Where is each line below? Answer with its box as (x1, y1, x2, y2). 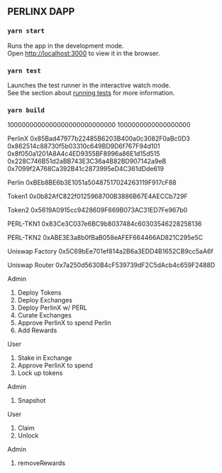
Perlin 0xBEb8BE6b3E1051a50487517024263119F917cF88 (7, 178, 177, 187)
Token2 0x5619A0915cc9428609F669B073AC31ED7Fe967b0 (7, 206, 188, 214)
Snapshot (17, 396, 46, 405)
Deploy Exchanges (17, 296, 73, 305)
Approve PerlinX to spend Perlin (17, 319, 111, 327)
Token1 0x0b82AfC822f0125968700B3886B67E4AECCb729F (7, 192, 188, 201)
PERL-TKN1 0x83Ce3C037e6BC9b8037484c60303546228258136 (7, 219, 202, 228)
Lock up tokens (17, 369, 63, 377)
